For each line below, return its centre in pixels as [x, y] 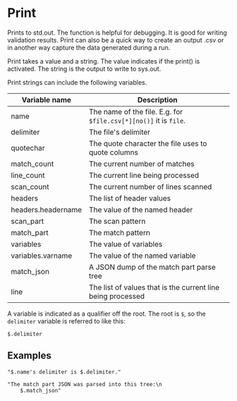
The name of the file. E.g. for [136, 112]
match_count [32, 164]
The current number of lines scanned [150, 186]
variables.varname [42, 256]
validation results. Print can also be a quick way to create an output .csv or [116, 40]
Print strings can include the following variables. [77, 82]
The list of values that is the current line [154, 287]
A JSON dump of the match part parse [152, 267]
